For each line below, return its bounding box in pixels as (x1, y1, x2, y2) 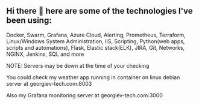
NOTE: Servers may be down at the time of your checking (6, 62, 150, 69)
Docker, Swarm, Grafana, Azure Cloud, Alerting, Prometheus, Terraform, (6, 31, 186, 38)
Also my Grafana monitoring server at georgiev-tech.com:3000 (6, 91, 163, 99)
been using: (6, 16, 52, 26)
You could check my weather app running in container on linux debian (6, 73, 180, 81)
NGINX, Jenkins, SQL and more (6, 50, 84, 58)
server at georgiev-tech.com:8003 (6, 80, 92, 87)
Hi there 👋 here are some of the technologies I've (6, 6, 193, 16)
